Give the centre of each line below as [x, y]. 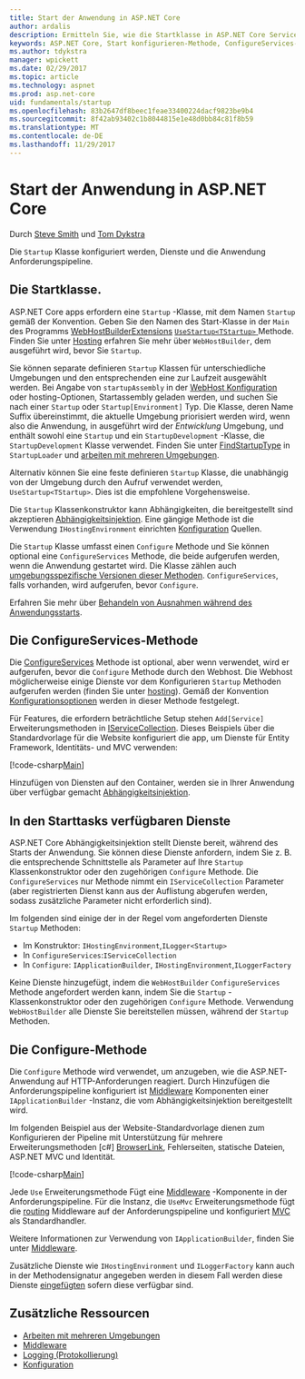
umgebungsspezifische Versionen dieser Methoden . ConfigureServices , [144, 575]
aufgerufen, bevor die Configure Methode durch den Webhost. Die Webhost [151, 672]
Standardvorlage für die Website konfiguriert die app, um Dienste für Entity [150, 738]
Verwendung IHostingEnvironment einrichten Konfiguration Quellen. [136, 529]
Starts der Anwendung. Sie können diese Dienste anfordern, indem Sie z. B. [151, 853]
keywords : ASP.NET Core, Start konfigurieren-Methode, [115, 43]
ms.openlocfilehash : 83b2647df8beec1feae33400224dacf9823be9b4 [132, 111]
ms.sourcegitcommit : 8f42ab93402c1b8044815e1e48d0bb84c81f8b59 [132, 119]
